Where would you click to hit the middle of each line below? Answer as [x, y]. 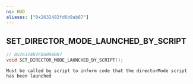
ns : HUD [16, 12]
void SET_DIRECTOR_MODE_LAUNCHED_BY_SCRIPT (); [65, 60]
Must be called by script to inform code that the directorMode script [96, 71]
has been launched [29, 76]
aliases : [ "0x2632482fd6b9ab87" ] [48, 17]
